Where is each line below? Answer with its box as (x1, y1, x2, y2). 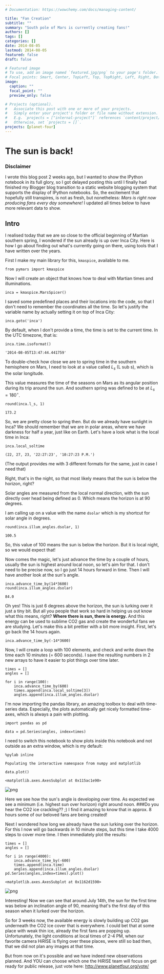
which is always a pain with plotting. (17, 712, 89, 717)
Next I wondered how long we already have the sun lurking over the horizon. (5, 822, 159, 827)
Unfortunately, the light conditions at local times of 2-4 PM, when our (5, 933, 144, 939)
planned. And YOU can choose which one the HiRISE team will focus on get (5, 958, 157, 964)
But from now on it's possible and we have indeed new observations (5, 953, 143, 959)
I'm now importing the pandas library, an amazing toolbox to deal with (5, 701, 145, 707)
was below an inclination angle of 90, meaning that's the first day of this (5, 903, 150, 909)
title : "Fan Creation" (5, 16, 51, 21)
